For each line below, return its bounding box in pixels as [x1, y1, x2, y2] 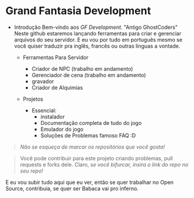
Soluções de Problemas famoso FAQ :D [40, 131, 136, 139]
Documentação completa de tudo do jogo [40, 119, 142, 126]
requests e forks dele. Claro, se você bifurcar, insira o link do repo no [19, 161, 189, 168]
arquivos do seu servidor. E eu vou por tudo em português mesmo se [14, 36, 183, 43]
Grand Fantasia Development [5, 4, 152, 18]
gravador [31, 78, 54, 85]
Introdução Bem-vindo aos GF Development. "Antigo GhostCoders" [14, 24, 178, 31]
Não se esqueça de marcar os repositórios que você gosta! [19, 143, 166, 150]
